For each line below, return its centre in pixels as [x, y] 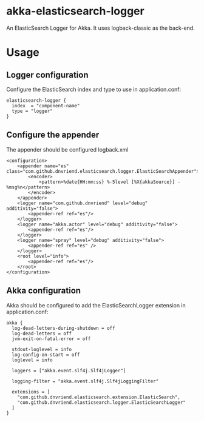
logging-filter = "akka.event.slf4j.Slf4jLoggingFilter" [85, 381]
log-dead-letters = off [42, 333]
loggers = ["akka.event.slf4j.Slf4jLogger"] [69, 370]
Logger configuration [47, 75]
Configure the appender [53, 135]
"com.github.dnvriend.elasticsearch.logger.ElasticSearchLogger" [102, 402]
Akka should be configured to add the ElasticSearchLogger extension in [96, 305]
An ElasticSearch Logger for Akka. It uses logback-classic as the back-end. [101, 28]
